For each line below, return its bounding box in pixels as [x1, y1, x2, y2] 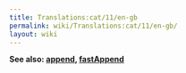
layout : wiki [9, 29, 58, 38]
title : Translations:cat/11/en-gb [9, 12, 139, 22]
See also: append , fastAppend [9, 54, 125, 65]
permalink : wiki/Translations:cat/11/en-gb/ [9, 21, 178, 30]
